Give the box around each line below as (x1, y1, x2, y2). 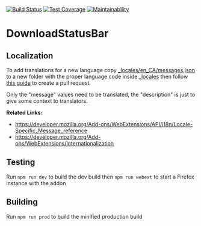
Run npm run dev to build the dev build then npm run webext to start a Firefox (6, 173, 194, 180)
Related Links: (6, 109, 43, 116)
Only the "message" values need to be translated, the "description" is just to (6, 91, 196, 98)
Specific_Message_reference (14, 127, 88, 134)
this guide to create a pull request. (6, 79, 91, 87)
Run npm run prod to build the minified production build (6, 213, 143, 220)
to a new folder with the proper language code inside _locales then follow (6, 73, 188, 80)
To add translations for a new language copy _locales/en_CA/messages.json (6, 67, 196, 73)
